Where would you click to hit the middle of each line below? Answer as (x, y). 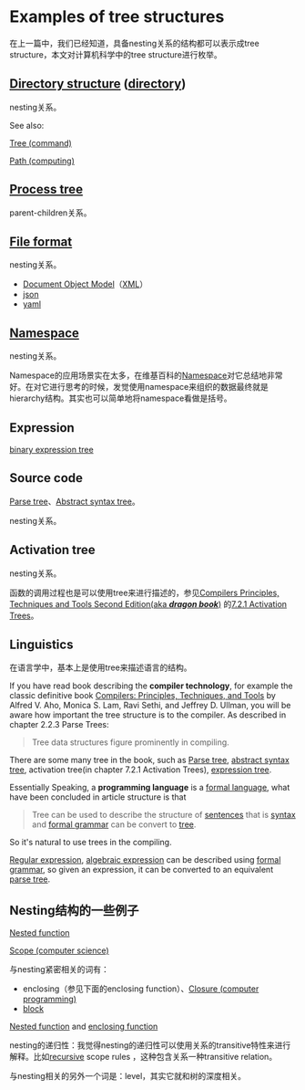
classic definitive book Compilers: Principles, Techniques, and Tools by (142, 696)
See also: (27, 125)
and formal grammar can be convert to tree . (114, 824)
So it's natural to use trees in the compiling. (91, 843)
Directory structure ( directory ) (98, 84)
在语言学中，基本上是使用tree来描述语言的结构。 (101, 667)
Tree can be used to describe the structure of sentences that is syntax (163, 815)
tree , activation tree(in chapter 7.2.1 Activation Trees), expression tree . (141, 770)
